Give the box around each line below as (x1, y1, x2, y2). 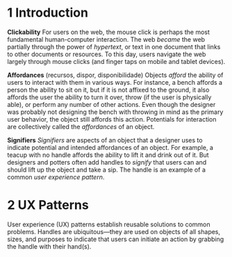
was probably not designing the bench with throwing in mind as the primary (7, 108, 224, 116)
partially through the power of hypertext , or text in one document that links (7, 42, 221, 51)
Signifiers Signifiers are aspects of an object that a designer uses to (7, 135, 203, 144)
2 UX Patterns (7, 197, 89, 213)
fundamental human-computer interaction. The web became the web (7, 35, 206, 43)
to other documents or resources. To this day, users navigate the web (7, 50, 206, 58)
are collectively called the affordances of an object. (7, 122, 155, 131)
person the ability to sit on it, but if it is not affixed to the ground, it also (7, 85, 210, 94)
